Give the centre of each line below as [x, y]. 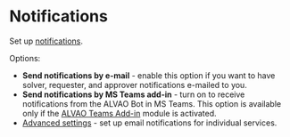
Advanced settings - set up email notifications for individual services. [149, 123]
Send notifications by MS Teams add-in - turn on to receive [133, 94]
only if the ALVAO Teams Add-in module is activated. [119, 113]
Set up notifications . [46, 41]
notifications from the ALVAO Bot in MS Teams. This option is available [152, 103]
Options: [25, 58]
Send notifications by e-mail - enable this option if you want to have [149, 75]
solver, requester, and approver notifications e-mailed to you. [134, 85]
